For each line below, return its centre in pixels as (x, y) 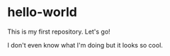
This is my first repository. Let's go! (59, 31)
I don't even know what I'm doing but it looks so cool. (85, 45)
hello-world (42, 12)
